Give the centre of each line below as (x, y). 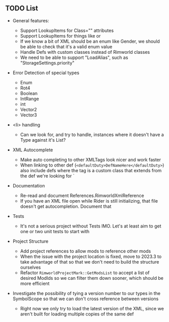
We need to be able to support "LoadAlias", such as (74, 57)
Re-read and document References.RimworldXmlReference (82, 196)
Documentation (29, 185)
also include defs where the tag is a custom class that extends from (91, 170)
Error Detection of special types (46, 73)
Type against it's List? (43, 140)
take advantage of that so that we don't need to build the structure (90, 262)
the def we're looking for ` (47, 176)
